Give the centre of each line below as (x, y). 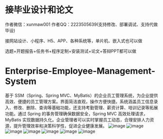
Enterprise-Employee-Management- (80, 71)
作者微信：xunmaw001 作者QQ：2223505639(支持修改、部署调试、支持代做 (81, 24)
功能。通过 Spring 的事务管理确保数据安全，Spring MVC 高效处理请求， (76, 113)
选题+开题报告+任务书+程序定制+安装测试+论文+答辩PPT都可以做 (71, 51)
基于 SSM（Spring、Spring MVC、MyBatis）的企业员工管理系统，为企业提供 (81, 95)
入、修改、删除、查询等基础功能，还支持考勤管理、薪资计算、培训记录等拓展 (81, 107)
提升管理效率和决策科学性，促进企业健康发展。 (60, 126)
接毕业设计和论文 (39, 10)
